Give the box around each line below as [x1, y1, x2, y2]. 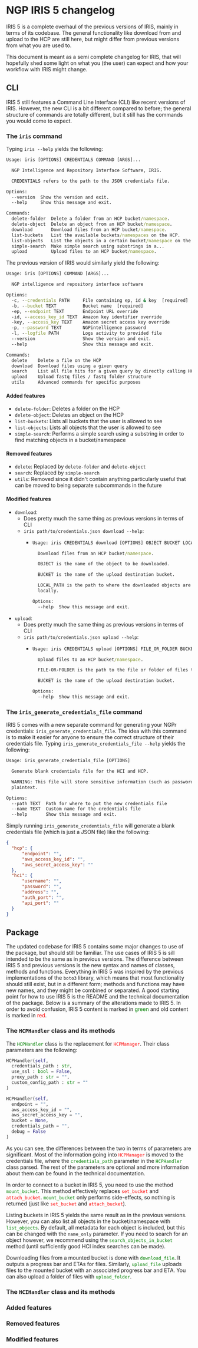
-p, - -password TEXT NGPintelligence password [11, 325, 146, 331]
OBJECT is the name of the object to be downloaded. [37, 561, 170, 567]
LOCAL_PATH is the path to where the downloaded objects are [37, 582, 191, 588]
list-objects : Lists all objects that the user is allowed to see [14, 424, 161, 431]
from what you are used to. [6, 42, 72, 49]
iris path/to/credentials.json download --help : [23, 527, 144, 534]
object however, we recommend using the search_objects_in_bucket [6, 1236, 173, 1244]
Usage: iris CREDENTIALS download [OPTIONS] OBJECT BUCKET [32, 540, 181, 546]
